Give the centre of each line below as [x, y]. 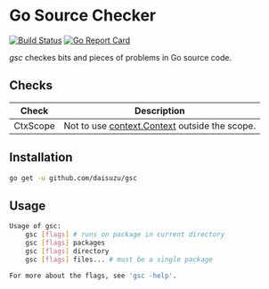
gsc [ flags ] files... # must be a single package [119, 260]
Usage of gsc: [36, 227]
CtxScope [34, 126]
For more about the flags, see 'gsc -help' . [93, 276]
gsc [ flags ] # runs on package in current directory [125, 235]
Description [159, 111]
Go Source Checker [83, 16]
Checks [31, 86]
